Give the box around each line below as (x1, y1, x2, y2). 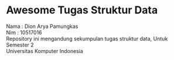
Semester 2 (6, 41, 34, 48)
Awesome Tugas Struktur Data (6, 3, 158, 17)
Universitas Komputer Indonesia (6, 47, 83, 54)
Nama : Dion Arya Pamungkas (6, 23, 79, 30)
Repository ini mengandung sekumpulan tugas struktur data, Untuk (6, 35, 168, 42)
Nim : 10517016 (6, 29, 42, 36)
